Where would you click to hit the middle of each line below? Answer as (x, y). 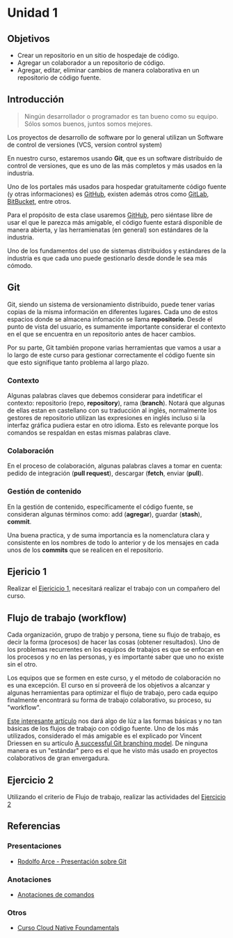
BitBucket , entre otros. (39, 201)
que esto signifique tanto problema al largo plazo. (78, 362)
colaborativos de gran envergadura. (58, 758)
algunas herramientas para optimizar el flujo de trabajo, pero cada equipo (113, 693)
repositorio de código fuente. (59, 77)
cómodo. (20, 265)
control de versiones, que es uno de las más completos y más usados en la (115, 165)
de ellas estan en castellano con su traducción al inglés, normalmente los (112, 410)
